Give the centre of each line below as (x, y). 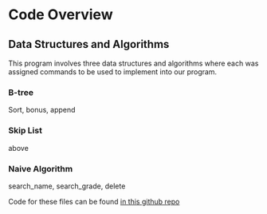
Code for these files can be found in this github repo (94, 201)
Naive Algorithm (41, 168)
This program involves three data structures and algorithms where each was (133, 63)
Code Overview (61, 15)
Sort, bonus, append (42, 110)
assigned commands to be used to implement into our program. (113, 72)
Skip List (25, 131)
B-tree (21, 92)
